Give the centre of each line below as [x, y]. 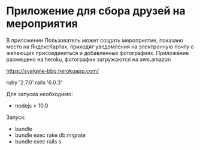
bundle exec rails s [38, 141]
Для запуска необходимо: [40, 94]
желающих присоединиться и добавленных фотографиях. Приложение [98, 53]
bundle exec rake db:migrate [50, 135]
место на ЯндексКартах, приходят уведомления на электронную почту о [100, 47]
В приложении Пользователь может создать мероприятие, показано [95, 40]
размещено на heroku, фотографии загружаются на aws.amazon [89, 59]
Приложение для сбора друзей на [96, 11]
